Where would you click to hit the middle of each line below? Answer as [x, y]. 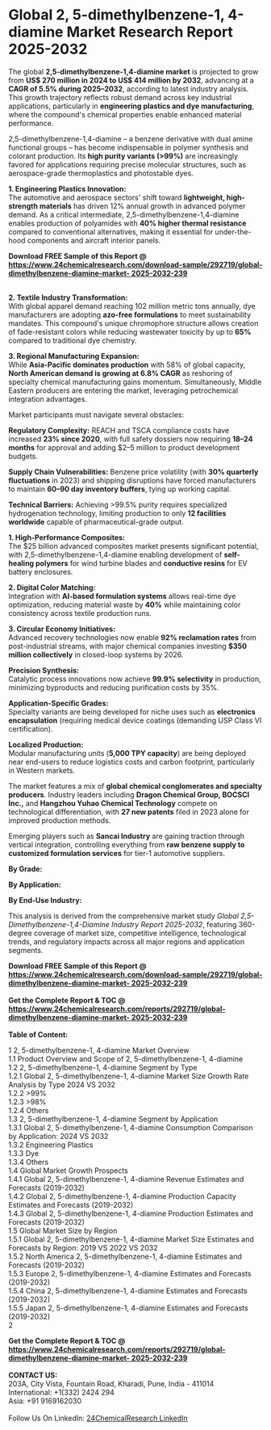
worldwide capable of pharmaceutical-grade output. [96, 521]
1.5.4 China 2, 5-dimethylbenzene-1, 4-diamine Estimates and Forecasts [128, 1290]
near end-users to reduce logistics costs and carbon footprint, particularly [132, 761]
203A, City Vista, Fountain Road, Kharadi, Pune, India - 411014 [111, 1383]
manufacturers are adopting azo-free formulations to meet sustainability [130, 314]
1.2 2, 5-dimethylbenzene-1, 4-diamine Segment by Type [103, 1067]
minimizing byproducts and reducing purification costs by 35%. [114, 687]
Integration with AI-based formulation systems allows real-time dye [122, 596]
